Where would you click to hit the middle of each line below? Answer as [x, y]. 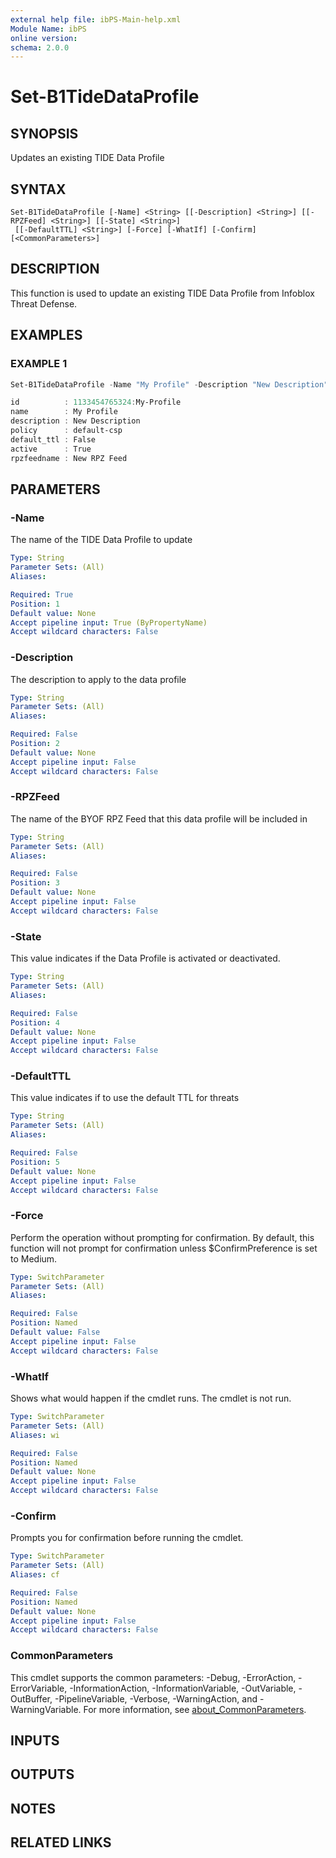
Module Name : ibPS [48, 29]
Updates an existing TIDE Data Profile [87, 158]
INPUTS [35, 1741]
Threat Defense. [44, 303]
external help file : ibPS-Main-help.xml [96, 19]
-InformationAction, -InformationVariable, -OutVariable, [183, 1688]
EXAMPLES [46, 335]
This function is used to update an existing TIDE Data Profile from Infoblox [162, 293]
